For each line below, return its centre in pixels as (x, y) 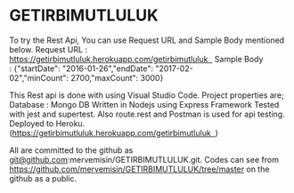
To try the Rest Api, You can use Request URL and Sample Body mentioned (147, 40)
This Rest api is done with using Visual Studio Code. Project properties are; (147, 95)
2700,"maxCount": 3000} (117, 77)
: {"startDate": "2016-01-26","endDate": (82, 68)
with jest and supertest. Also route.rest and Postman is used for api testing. (147, 114)
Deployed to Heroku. (47, 123)
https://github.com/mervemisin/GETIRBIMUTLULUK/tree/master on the (139, 169)
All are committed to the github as (71, 150)
